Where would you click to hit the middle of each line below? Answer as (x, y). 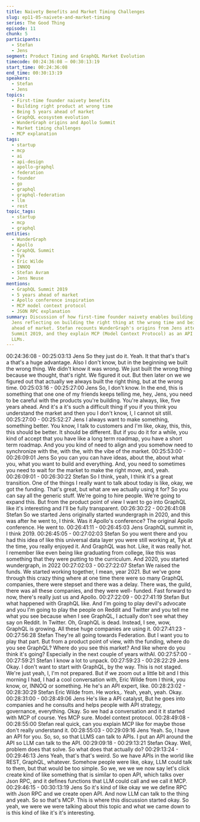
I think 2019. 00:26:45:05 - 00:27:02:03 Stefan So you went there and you (97, 534)
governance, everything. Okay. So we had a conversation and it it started (96, 712)
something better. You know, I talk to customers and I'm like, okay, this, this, (99, 426)
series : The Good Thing (36, 23)
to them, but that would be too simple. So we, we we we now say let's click (98, 768)
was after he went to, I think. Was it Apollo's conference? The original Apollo (100, 521)
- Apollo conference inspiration (53, 300)
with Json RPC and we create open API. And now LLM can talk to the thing (98, 794)
